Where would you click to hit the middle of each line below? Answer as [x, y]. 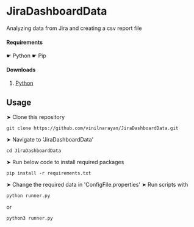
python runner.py [28, 196]
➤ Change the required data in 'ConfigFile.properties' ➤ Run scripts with [97, 185]
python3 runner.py [30, 218]
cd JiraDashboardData [34, 151]
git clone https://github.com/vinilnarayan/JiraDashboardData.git [92, 128]
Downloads [21, 70]
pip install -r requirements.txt [49, 173]
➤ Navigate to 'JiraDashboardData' [50, 140]
